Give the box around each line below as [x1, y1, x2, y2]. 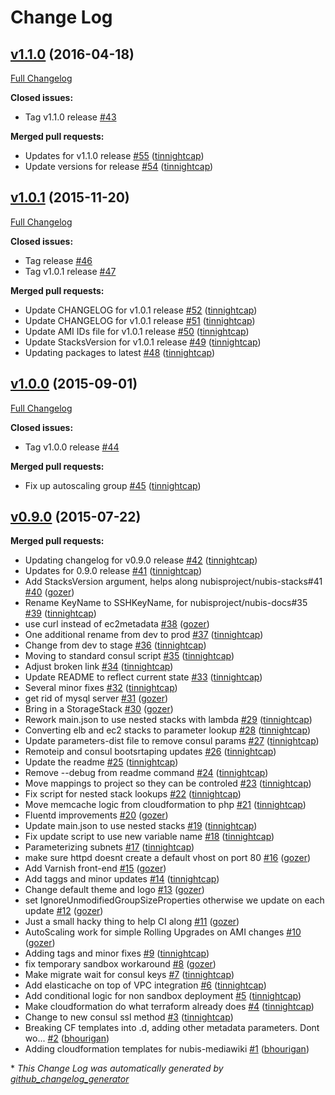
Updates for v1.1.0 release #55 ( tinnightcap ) [24, 150, 205, 161]
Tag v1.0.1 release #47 [24, 265, 117, 277]
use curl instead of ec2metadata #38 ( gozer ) [24, 618, 210, 630]
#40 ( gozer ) [24, 586, 75, 598]
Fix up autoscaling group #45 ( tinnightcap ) [24, 479, 202, 491]
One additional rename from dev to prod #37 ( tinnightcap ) [24, 629, 264, 641]
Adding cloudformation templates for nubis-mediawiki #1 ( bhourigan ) [24, 1043, 310, 1055]
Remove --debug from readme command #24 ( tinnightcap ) [24, 767, 269, 779]
